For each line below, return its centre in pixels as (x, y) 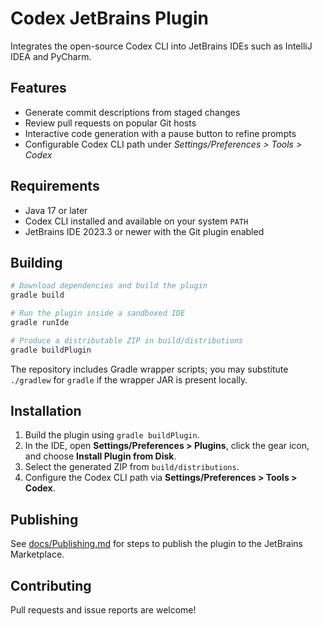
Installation (46, 411)
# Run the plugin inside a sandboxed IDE (98, 313)
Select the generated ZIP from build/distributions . (132, 467)
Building (36, 262)
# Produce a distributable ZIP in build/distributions (127, 340)
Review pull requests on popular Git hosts (110, 123)
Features (38, 88)
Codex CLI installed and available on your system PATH (136, 221)
